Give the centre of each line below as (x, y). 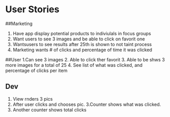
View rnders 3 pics (33, 99)
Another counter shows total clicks (50, 110)
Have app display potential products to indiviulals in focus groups (82, 33)
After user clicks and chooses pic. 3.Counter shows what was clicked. (87, 104)
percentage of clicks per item (36, 71)
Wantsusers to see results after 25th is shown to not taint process (82, 44)
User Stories (32, 9)
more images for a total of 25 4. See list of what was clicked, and (74, 65)
